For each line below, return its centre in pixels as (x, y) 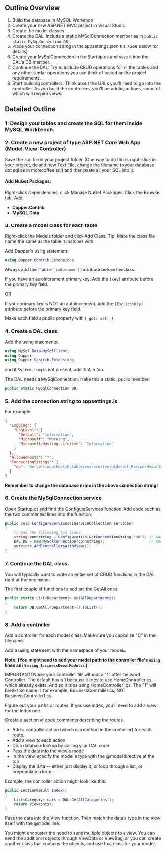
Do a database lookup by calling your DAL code (61, 745)
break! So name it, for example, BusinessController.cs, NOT (65, 690)
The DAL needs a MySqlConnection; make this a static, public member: (78, 379)
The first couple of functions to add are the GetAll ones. (62, 589)
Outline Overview (33, 8)
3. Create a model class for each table (51, 225)
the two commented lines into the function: (49, 514)
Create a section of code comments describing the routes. (64, 720)
